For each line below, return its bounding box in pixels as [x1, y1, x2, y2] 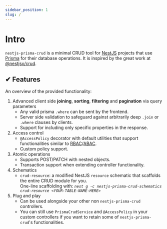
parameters [12, 103, 36, 109]
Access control [12, 130, 44, 136]
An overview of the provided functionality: [5, 88, 92, 94]
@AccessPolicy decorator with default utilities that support [19, 135, 138, 141]
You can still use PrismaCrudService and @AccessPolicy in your [19, 208, 148, 215]
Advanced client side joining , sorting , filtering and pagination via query [12, 98, 162, 104]
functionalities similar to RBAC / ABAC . [19, 140, 97, 146]
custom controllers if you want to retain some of [19, 214, 119, 220]
